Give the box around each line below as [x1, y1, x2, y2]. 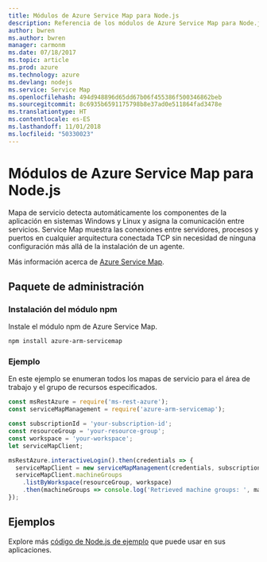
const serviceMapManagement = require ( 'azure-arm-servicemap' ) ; [8, 405, 226, 414]
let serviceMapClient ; [8, 442, 83, 450]
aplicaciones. [8, 544, 52, 554]
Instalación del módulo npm [8, 303, 118, 314]
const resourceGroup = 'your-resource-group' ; [8, 427, 165, 435]
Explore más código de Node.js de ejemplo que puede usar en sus [8, 537, 226, 546]
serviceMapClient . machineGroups [15, 471, 123, 479]
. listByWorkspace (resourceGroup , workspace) [22, 478, 172, 486]
